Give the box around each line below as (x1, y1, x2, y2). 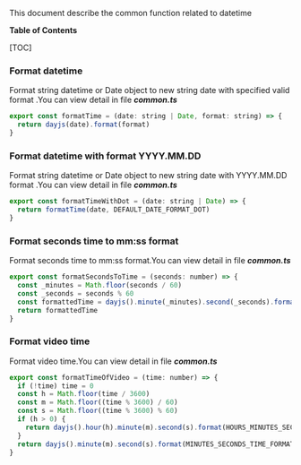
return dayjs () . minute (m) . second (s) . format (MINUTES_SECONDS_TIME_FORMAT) (17, 439, 298, 449)
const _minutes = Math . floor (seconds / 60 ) (17, 281, 182, 290)
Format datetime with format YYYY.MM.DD (9, 150, 202, 162)
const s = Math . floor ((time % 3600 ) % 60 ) (17, 407, 178, 416)
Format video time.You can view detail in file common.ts (9, 356, 218, 366)
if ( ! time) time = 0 (17, 381, 94, 391)
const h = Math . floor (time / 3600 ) (17, 390, 150, 399)
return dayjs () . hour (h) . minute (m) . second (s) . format (25, 423, 222, 432)
